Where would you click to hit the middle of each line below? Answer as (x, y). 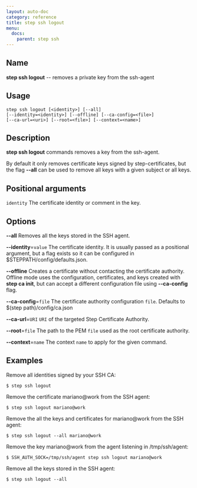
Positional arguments (46, 188)
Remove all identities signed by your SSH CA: (61, 375)
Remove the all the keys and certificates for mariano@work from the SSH (95, 418)
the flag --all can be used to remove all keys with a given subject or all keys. (99, 170)
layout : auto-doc (27, 12)
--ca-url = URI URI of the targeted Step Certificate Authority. (78, 319)
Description (28, 138)
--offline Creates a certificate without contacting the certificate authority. (95, 271)
